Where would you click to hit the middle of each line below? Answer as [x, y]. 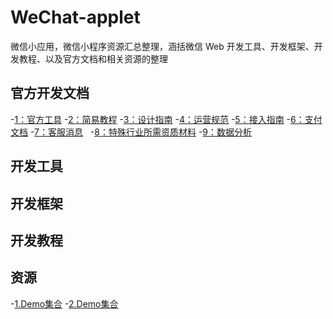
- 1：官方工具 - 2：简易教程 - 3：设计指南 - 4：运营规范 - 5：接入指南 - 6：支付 [166, 119]
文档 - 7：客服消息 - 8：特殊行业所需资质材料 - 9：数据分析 [131, 132]
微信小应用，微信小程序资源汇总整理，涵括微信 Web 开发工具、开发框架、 [162, 46]
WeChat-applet [75, 17]
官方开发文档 [50, 93]
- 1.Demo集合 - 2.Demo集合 [64, 303]
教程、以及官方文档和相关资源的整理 [93, 58]
